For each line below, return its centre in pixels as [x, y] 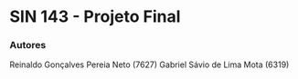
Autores [28, 45]
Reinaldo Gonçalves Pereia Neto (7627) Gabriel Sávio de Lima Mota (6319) [149, 64]
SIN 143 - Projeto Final [95, 17]
